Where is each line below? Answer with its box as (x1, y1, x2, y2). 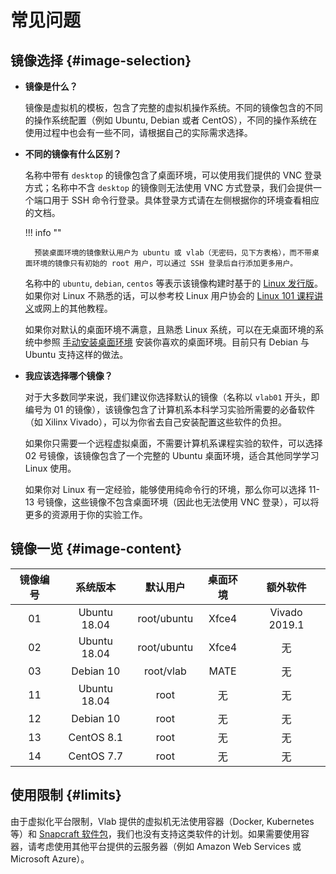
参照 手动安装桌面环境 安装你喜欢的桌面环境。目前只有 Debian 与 (42, 336, 310, 348)
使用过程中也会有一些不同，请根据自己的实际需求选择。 (24, 127, 253, 138)
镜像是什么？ (24, 81, 78, 92)
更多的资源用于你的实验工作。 (24, 509, 148, 520)
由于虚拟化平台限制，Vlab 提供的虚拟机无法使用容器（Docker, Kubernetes (10, 815, 315, 827)
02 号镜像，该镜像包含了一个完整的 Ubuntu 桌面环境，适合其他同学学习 (24, 450, 320, 461)
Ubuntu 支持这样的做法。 (24, 349, 129, 360)
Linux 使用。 (24, 462, 77, 474)
